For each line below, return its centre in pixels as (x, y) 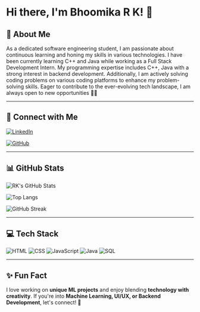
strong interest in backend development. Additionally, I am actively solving (97, 74)
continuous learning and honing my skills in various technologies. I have (94, 55)
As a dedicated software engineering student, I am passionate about (90, 48)
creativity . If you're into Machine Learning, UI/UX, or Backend (83, 296)
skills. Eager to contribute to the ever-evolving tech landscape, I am (108, 87)
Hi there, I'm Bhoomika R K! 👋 (79, 12)
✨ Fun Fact (27, 275)
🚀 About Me (28, 34)
